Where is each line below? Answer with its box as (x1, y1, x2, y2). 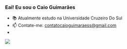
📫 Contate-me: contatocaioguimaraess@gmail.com (12, 22, 117, 28)
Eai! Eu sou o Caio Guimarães (5, 4, 75, 11)
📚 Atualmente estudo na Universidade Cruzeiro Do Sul (12, 15, 123, 21)
